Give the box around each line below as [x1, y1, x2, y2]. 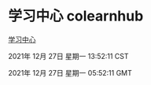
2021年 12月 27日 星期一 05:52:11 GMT [8, 68, 132, 77]
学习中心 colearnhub [8, 7, 144, 25]
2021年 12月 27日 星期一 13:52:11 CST [8, 51, 129, 61]
